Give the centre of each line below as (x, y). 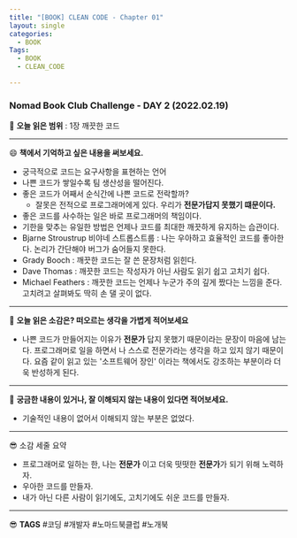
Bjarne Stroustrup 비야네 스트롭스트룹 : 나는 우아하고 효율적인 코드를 (141, 238)
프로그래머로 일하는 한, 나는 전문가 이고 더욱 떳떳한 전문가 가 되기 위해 (141, 465)
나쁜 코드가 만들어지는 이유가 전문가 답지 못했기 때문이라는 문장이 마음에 (146, 339)
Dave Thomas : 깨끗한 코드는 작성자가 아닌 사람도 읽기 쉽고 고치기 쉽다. (146, 272)
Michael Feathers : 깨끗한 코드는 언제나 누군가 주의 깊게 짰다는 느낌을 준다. (152, 282)
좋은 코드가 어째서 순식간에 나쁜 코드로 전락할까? (106, 194)
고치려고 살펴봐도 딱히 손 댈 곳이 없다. (87, 294)
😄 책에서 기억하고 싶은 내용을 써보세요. (76, 153)
